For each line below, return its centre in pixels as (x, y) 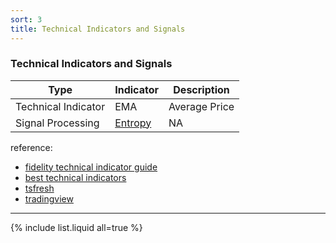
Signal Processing (57, 123)
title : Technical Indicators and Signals (98, 29)
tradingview (49, 198)
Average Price (201, 106)
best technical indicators (75, 177)
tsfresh (39, 188)
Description (201, 89)
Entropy (133, 123)
